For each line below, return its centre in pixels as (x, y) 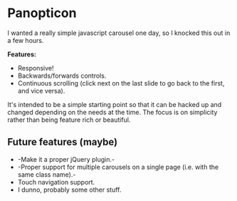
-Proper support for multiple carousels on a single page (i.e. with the (118, 167)
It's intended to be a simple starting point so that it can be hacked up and (115, 104)
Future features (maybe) (63, 142)
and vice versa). (41, 91)
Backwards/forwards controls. (62, 76)
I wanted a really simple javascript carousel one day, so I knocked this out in (119, 33)
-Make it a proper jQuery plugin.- (66, 159)
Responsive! (36, 68)
